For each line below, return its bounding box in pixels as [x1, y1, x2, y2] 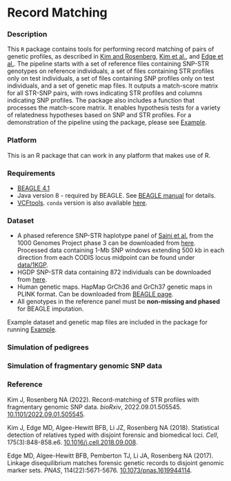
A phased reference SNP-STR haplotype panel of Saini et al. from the [17, 232, 214, 240]
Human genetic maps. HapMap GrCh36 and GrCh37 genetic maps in [17, 283, 212, 291]
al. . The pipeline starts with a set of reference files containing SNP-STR [7, 60, 210, 68]
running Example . [7, 325, 57, 334]
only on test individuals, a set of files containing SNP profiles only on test [7, 74, 215, 83]
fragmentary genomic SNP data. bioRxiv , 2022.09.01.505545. [7, 402, 182, 411]
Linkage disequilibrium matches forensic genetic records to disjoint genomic [7, 458, 224, 467]
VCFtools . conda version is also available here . [17, 198, 148, 207]
